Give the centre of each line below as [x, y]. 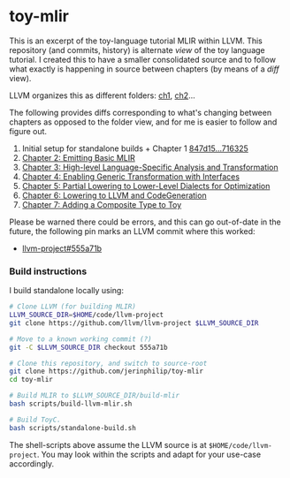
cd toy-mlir [31, 380]
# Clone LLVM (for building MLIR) [73, 307]
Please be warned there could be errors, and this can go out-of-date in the [145, 222]
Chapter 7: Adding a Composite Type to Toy [102, 204]
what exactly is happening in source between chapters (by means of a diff [145, 69]
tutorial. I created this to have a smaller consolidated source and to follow [143, 59]
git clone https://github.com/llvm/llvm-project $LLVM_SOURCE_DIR [134, 323]
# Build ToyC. [35, 420]
